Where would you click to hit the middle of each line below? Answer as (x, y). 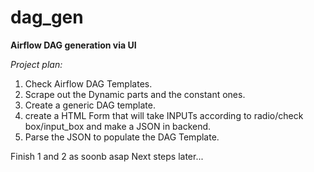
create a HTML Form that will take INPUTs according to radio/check (164, 115)
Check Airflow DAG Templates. (88, 83)
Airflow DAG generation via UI (73, 45)
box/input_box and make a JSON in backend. (118, 126)
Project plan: (36, 64)
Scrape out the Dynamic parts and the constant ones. (135, 94)
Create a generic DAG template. (90, 105)
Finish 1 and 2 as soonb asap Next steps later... (107, 156)
